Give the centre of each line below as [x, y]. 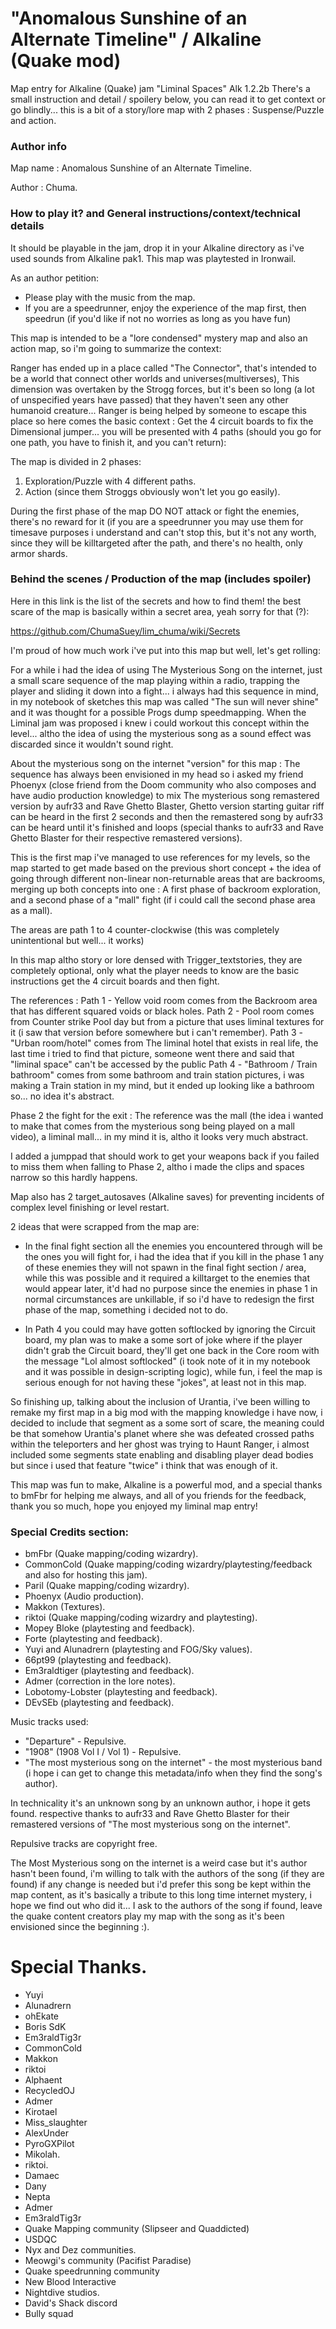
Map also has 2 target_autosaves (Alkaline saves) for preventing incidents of [167, 1196]
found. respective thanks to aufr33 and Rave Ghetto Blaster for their [150, 1814]
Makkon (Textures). [65, 1607]
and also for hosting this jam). [86, 1575]
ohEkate [42, 2016]
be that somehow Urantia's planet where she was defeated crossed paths [162, 1433]
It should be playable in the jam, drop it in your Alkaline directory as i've [157, 248]
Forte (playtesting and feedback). [93, 1639]
